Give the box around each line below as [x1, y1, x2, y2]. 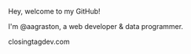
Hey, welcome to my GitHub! [8, 7, 101, 16]
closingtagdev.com [8, 37, 70, 46]
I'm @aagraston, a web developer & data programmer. [8, 22, 183, 31]
